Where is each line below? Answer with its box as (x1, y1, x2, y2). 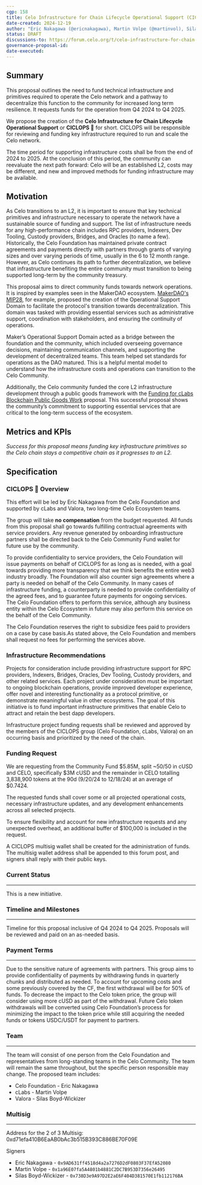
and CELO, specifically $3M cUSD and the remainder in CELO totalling (6, 769, 180, 777)
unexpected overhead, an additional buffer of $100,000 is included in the (6, 825, 187, 832)
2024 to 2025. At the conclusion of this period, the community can (6, 154, 171, 162)
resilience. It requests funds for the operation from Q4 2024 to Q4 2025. (6, 106, 186, 113)
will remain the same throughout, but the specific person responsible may (6, 1064, 189, 1071)
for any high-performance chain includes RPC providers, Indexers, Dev (6, 227, 182, 234)
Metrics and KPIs (6, 427, 72, 437)
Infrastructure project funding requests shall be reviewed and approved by (6, 722, 191, 729)
